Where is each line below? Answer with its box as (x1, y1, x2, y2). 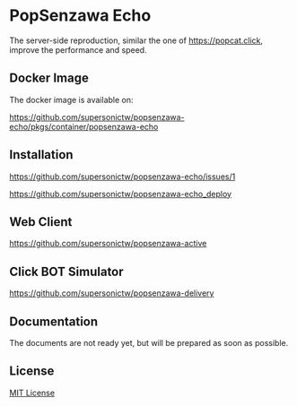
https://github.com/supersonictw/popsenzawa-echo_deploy (9, 188, 231, 199)
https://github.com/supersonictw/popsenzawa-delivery (9, 288, 214, 298)
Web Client (9, 214, 73, 229)
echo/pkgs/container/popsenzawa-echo (9, 121, 159, 132)
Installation (9, 147, 74, 162)
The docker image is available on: (9, 94, 134, 105)
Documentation (9, 314, 99, 329)
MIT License (9, 387, 56, 398)
